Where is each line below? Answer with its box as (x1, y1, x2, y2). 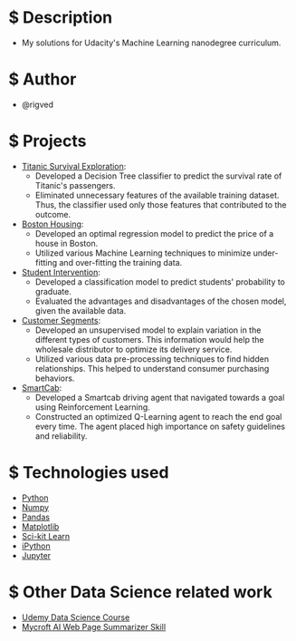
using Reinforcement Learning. (34, 402, 150, 413)
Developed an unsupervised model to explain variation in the (34, 325, 262, 335)
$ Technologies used (8, 462, 169, 482)
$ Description (8, 7, 113, 28)
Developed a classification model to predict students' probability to (34, 276, 286, 287)
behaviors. (34, 373, 75, 384)
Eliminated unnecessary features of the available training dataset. (34, 189, 280, 200)
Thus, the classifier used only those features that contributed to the (34, 199, 287, 210)
